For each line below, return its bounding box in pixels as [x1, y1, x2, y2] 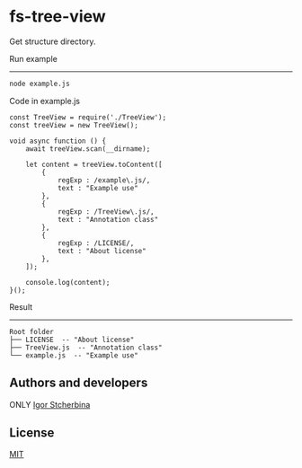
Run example [9, 53, 58, 64]
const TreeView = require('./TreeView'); [9, 112, 167, 122]
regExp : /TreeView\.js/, [57, 207, 155, 216]
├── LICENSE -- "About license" [9, 335, 135, 344]
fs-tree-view [9, 6, 106, 27]
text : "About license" [57, 246, 147, 255]
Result [9, 301, 33, 312]
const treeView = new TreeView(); [9, 120, 139, 129]
